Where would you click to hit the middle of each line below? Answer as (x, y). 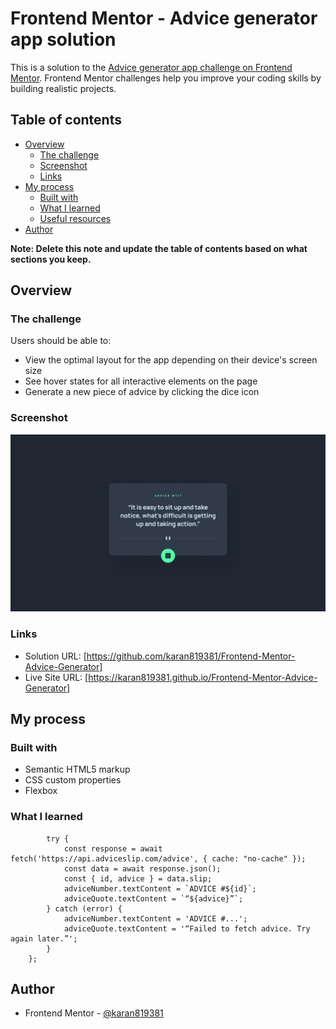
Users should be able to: (61, 341)
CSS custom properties (73, 780)
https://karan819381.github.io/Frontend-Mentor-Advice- (203, 677)
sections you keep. (51, 259)
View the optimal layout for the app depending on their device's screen (171, 360)
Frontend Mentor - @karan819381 (94, 1013)
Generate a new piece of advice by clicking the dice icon (142, 392)
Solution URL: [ (55, 656)
